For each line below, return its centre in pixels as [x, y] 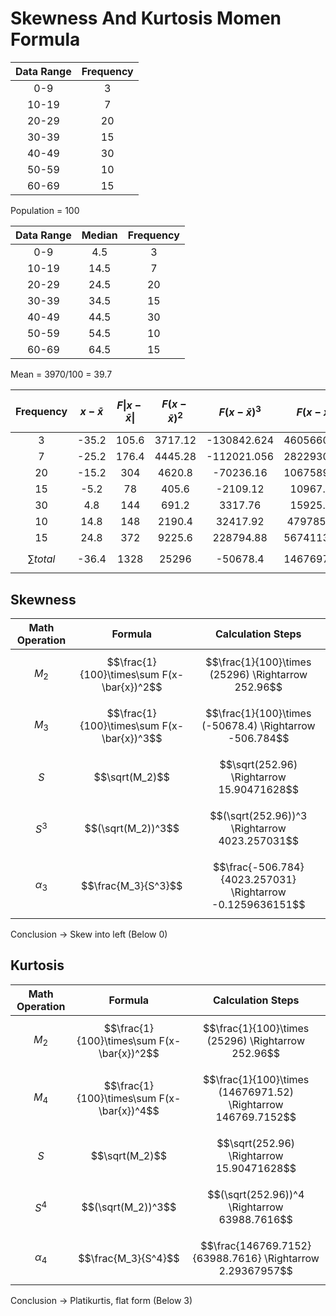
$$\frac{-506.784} [258, 867]
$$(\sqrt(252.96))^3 [258, 816]
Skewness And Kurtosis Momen [146, 18]
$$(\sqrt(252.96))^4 [256, 1194]
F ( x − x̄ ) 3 [240, 411]
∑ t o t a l [41, 559]
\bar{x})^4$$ [129, 1110]
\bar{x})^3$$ [132, 739]
